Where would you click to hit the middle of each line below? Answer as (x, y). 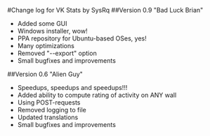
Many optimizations (46, 46)
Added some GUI (42, 23)
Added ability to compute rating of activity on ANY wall (97, 95)
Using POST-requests (49, 103)
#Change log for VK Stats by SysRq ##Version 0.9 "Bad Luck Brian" (105, 10)
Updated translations (48, 117)
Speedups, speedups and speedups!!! (72, 88)
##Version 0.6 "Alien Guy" (45, 74)
